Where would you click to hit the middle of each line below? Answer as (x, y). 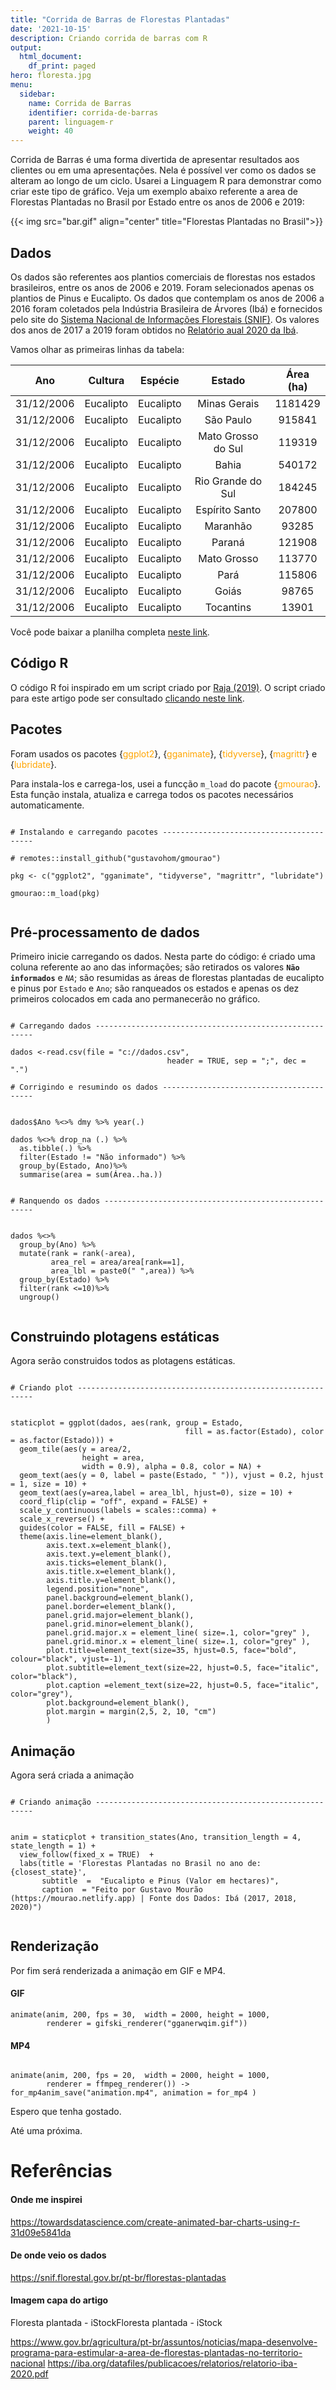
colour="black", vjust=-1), (69, 1659)
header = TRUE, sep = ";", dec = (236, 1061)
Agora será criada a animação (72, 1775)
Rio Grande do (228, 481)
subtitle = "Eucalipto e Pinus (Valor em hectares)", (160, 1881)
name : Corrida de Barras (80, 103)
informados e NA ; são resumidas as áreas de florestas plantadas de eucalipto (167, 978)
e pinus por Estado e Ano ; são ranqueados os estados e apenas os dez (155, 988)
